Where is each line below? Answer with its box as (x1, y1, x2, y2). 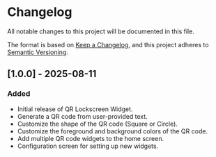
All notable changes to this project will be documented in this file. (7, 27, 195, 35)
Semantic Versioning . (7, 48, 68, 56)
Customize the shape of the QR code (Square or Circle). (17, 119, 178, 128)
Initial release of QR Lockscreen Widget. (17, 105, 133, 113)
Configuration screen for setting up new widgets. (17, 142, 159, 150)
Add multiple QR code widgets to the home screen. (17, 134, 164, 142)
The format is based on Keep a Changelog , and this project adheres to (7, 40, 209, 49)
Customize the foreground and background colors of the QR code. (17, 126, 208, 135)
